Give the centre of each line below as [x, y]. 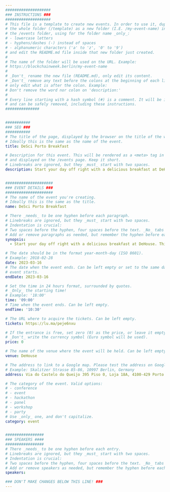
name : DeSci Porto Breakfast [36, 207]
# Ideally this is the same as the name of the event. [64, 142]
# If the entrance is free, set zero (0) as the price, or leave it [79, 333]
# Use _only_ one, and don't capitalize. [50, 416]
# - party [16, 412]
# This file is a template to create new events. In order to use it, [81, 24]
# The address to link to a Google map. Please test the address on [79, 365]
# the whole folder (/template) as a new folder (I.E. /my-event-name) [82, 29]
